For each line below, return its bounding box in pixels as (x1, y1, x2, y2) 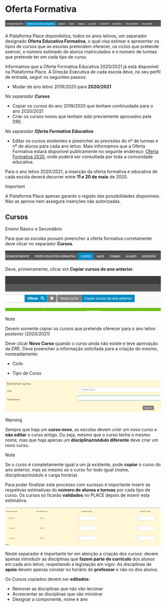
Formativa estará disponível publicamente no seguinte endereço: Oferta (12, 149, 159, 155)
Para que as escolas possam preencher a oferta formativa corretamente (5, 235, 152, 241)
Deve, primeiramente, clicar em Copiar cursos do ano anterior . (5, 266, 134, 272)
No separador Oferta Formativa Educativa (5, 128, 94, 134)
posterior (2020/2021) (5, 331, 50, 336)
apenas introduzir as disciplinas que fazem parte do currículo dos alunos (5, 556, 155, 562)
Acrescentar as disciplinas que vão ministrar (12, 591, 103, 597)
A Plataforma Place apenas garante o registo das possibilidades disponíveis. (5, 193, 161, 199)
